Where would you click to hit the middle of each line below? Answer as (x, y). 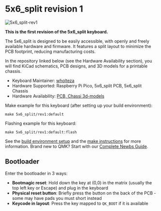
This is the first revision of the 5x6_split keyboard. (56, 32)
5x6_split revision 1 (44, 9)
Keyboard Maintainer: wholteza (43, 81)
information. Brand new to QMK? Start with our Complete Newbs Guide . (77, 146)
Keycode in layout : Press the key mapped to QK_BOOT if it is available (80, 203)
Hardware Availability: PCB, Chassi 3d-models (58, 96)
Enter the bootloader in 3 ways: (36, 173)
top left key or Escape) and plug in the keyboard (60, 188)
